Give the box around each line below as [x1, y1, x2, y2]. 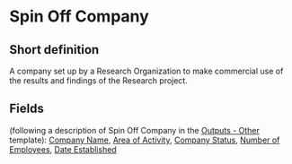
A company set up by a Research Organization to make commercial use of [9, 65, 284, 76]
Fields [9, 101, 45, 117]
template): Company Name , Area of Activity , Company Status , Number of [9, 134, 280, 145]
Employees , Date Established [9, 143, 117, 154]
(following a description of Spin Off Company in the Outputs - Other [9, 125, 261, 135]
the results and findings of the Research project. [9, 75, 189, 86]
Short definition [9, 42, 100, 57]
